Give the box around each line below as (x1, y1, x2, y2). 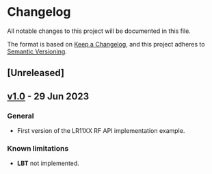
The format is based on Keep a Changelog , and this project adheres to (7, 40, 205, 48)
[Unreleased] (7, 67, 65, 79)
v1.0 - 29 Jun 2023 (7, 90, 90, 102)
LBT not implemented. (16, 159, 80, 168)
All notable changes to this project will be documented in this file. (7, 27, 191, 35)
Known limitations (7, 143, 69, 153)
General (7, 111, 34, 121)
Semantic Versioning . (7, 47, 67, 55)
